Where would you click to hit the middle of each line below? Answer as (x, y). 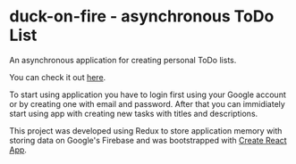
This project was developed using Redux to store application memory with (146, 130)
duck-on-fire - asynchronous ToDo (142, 16)
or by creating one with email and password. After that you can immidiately (148, 103)
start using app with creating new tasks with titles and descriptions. (134, 113)
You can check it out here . (58, 77)
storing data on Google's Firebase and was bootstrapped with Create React (148, 140)
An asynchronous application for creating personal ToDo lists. (123, 60)
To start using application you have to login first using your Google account (148, 94)
